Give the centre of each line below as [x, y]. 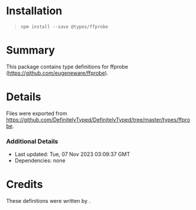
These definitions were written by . [48, 201]
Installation [34, 11]
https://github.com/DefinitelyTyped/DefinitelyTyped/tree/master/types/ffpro [98, 119]
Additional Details [32, 141]
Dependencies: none [40, 161]
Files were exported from [37, 113]
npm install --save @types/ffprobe [64, 27]
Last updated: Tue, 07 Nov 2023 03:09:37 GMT [72, 154]
